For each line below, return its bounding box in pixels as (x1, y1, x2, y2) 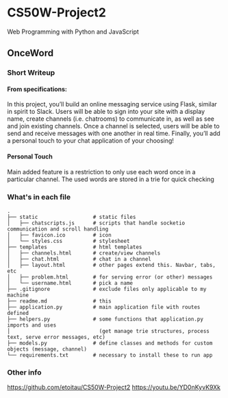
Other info (7, 367, 42, 377)
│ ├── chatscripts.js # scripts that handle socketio (7, 220, 186, 226)
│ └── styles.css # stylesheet (7, 237, 130, 244)
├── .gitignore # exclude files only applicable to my (7, 285, 207, 292)
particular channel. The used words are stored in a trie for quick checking (7, 175, 214, 183)
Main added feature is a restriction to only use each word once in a (7, 167, 196, 176)
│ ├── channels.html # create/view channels (7, 249, 161, 257)
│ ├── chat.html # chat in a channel (7, 255, 152, 262)
